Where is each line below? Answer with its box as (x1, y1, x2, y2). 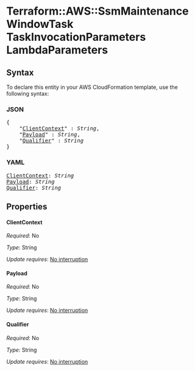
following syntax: (6, 90, 49, 97)
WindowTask (6, 17, 74, 31)
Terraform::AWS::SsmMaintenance (6, 4, 189, 18)
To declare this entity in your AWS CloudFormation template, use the (6, 83, 178, 91)
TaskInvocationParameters (6, 30, 146, 44)
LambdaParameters (6, 43, 108, 57)
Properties (6, 201, 48, 211)
